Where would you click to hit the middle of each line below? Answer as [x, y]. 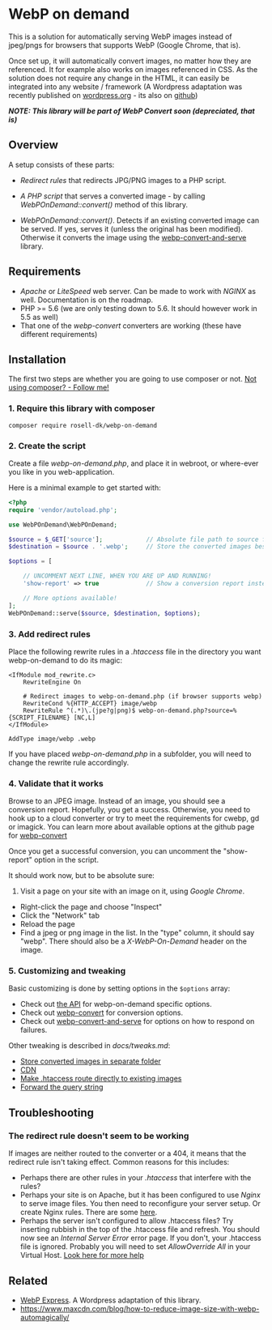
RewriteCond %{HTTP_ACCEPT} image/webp [90, 703]
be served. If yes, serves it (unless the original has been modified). [131, 228]
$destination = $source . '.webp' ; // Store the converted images [130, 547]
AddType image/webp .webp [52, 739]
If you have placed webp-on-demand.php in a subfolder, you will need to [130, 753]
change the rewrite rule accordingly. [69, 762]
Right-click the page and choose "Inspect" [91, 907]
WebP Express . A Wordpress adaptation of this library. [110, 1300]
